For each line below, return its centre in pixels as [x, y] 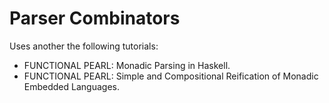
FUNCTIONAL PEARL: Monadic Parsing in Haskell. [127, 65]
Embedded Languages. [71, 86]
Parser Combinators [95, 18]
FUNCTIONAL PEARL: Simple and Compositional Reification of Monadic [171, 76]
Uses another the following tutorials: [84, 46]
